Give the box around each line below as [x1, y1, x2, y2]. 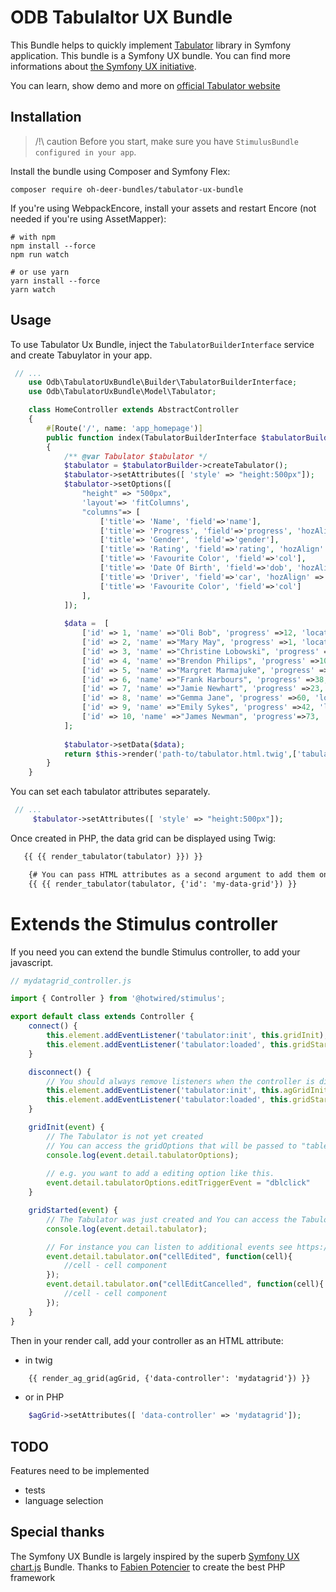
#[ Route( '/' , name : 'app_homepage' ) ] [46, 423, 203, 433]
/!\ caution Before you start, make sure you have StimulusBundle [34, 135, 299, 147]
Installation [10, 109, 82, 126]
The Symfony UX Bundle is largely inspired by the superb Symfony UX [10, 1550, 300, 1562]
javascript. [10, 956, 54, 968]
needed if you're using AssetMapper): [10, 212, 167, 225]
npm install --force [10, 241, 97, 251]
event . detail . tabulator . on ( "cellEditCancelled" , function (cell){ [46, 1279, 325, 1290]
